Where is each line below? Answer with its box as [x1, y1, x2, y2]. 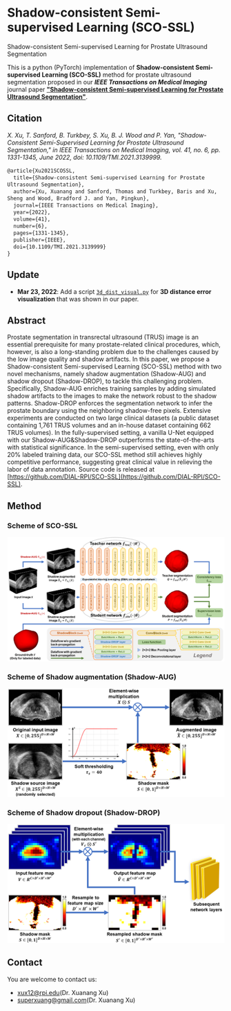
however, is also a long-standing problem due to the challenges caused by [7, 348, 219, 356]
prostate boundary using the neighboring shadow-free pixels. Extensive [7, 407, 212, 415]
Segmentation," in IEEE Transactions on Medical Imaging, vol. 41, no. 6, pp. [7, 145, 221, 154]
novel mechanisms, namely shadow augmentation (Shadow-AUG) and [7, 370, 207, 378]
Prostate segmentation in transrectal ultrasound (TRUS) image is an [7, 333, 199, 342]
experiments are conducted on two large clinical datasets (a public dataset [7, 414, 219, 423]
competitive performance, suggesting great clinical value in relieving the [7, 458, 212, 466]
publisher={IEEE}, [13, 236, 67, 243]
